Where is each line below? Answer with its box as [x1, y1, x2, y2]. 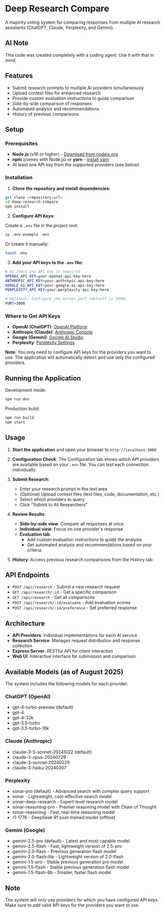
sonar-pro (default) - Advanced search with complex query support [12, 788, 150, 794]
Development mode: [5, 387, 46, 393]
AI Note [5, 39, 29, 47]
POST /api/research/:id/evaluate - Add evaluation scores [12, 600, 131, 606]
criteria [27, 547, 42, 553]
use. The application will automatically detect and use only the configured [5, 354, 155, 361]
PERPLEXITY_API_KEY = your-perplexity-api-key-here [5, 288, 109, 292]
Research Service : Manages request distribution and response [12, 638, 140, 644]
